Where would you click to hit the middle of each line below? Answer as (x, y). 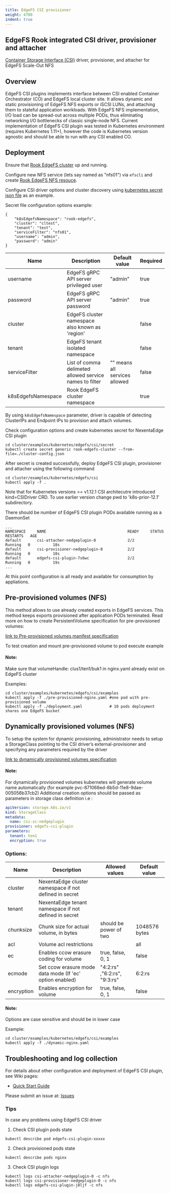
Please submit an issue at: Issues (40, 1096)
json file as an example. (30, 195)
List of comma (83, 362)
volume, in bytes (58, 933)
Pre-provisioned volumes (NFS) (56, 598)
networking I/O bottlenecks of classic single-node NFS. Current (72, 120)
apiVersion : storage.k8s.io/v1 (38, 808)
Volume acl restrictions (66, 944)
